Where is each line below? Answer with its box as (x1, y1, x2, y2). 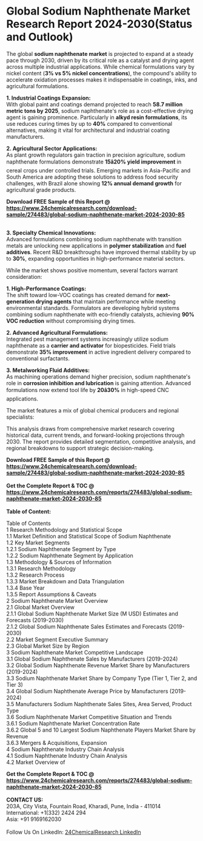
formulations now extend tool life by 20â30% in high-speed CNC (6, 386, 170, 393)
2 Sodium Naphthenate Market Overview (6, 597, 108, 604)
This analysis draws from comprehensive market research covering (6, 425, 175, 432)
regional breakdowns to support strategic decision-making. (6, 444, 155, 451)
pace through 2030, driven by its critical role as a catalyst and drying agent (6, 57, 195, 64)
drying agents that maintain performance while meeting (35, 298, 176, 305)
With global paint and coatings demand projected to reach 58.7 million (6, 100, 183, 108)
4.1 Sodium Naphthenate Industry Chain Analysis (6, 752, 128, 759)
